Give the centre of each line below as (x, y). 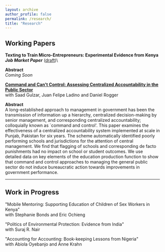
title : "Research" (24, 23)
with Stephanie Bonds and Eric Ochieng (45, 215)
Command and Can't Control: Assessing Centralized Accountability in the (82, 84)
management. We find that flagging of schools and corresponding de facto (81, 146)
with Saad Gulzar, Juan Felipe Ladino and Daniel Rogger (62, 95)
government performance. (32, 172)
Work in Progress (32, 192)
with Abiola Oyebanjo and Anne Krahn (43, 244)
